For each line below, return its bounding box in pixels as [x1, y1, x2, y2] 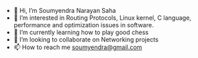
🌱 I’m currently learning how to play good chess [13, 28, 149, 36]
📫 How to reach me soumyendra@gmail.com [13, 43, 143, 51]
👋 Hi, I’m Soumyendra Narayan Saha [13, 7, 116, 14]
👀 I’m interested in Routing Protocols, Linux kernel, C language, [13, 14, 192, 22]
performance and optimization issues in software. [13, 21, 154, 29]
